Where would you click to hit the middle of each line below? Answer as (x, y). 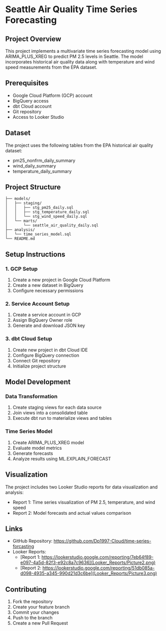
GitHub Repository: (32, 541)
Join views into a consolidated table (50, 413)
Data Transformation (31, 396)
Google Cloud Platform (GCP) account (53, 95)
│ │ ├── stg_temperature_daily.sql (47, 212)
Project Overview (33, 39)
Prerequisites (27, 83)
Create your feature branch (41, 607)
